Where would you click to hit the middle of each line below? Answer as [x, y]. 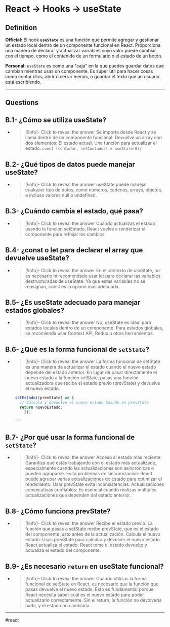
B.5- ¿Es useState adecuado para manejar [73, 303]
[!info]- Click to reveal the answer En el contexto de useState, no [93, 270]
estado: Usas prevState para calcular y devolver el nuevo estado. [93, 540]
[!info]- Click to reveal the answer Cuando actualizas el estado [90, 223]
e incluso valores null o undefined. [61, 195]
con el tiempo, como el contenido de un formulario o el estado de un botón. [84, 56]
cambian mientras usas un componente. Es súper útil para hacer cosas [79, 71]
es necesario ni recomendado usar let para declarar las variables [93, 276]
